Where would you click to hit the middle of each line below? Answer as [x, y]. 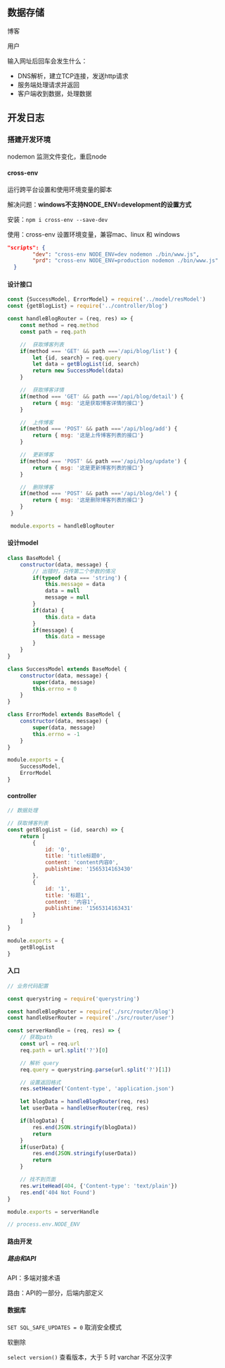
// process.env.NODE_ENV [44, 1224]
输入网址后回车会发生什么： [47, 61]
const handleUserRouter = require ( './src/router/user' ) [91, 1018]
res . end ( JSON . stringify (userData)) [85, 1154]
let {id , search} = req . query [77, 358]
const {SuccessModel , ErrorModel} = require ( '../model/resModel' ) [107, 299]
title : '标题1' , [67, 895]
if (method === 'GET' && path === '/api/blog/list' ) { [99, 351]
